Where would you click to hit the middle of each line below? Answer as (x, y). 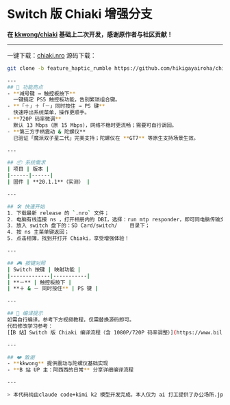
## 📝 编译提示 (25, 314)
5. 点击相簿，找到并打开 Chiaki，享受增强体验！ (68, 238)
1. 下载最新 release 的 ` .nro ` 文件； (58, 213)
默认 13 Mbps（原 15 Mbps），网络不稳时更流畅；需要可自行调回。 (95, 125)
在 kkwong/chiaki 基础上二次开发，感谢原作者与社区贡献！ (90, 34)
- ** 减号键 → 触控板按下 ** (41, 93)
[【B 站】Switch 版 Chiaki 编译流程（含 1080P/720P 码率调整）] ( (92, 332)
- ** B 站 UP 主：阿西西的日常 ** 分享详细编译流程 (71, 370)
